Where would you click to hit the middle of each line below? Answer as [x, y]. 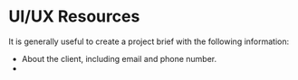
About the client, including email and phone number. [119, 58]
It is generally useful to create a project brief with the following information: [149, 41]
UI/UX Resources [74, 17]
